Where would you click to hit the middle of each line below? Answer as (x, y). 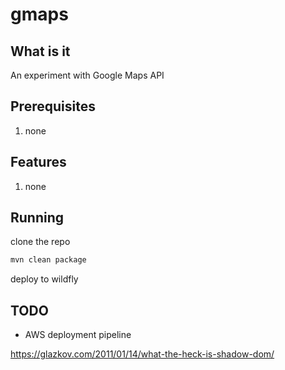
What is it (40, 51)
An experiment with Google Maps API (87, 75)
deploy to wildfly (44, 279)
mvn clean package (48, 260)
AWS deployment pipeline (78, 335)
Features (38, 162)
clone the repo (40, 242)
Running (37, 218)
